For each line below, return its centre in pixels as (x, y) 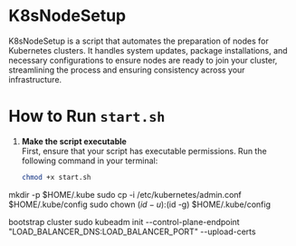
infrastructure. (35, 79)
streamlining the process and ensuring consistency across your (127, 70)
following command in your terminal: (90, 161)
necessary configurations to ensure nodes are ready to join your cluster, (143, 60)
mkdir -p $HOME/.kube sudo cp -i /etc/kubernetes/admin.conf (125, 194)
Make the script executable (74, 141)
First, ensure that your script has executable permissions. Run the (144, 151)
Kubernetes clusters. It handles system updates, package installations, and (148, 50)
